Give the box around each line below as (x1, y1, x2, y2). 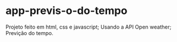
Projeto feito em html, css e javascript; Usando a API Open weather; (5, 23, 172, 30)
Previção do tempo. (5, 29, 54, 36)
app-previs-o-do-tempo (5, 4, 128, 17)
